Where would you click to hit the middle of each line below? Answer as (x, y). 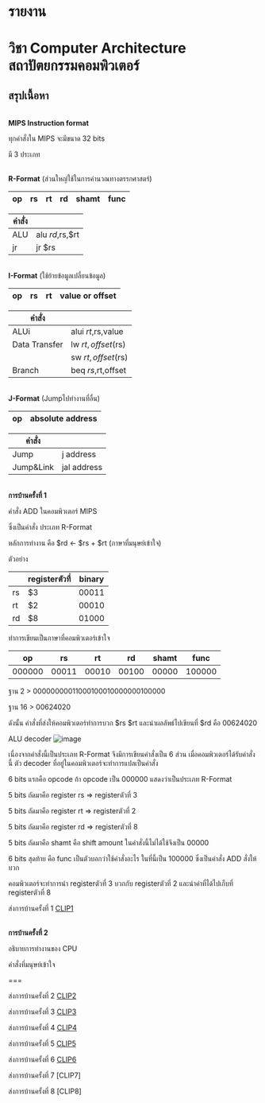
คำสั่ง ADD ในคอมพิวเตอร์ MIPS (53, 511)
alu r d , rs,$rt (58, 235)
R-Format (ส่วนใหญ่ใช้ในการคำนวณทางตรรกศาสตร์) (80, 179)
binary (92, 579)
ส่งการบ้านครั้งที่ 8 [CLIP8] (45, 1091)
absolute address (63, 418)
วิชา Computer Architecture (97, 48)
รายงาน (27, 12)
